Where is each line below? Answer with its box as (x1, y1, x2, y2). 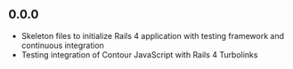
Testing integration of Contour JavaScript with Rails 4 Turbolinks (20, 49, 258, 60)
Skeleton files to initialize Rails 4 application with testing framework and (20, 30, 284, 41)
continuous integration (20, 40, 104, 50)
